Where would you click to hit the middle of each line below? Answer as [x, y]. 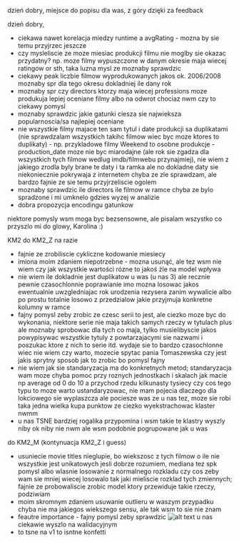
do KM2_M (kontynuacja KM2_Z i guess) [67, 442]
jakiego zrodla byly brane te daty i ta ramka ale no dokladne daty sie [118, 167]
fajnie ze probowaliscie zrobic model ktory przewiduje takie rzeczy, [117, 486]
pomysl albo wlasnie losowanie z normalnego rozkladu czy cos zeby [118, 471]
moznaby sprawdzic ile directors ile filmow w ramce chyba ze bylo [116, 190]
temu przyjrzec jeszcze [52, 45]
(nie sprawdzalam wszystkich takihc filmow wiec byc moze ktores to [118, 136]
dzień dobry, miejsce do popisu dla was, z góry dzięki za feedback [106, 10]
